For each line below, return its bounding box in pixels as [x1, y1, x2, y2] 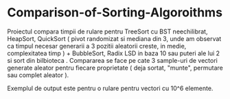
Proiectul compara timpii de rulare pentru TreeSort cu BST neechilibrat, [7, 27, 208, 36]
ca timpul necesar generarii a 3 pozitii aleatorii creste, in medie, [7, 42, 187, 50]
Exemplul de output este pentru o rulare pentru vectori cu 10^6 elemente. [7, 84, 214, 92]
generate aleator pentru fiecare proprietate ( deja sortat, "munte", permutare [7, 63, 223, 72]
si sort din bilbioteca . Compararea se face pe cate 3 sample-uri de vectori [7, 56, 218, 64]
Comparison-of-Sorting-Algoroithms [7, 5, 223, 20]
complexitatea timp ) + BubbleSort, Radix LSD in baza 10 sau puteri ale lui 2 [7, 49, 220, 57]
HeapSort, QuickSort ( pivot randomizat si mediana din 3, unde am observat [7, 34, 222, 42]
